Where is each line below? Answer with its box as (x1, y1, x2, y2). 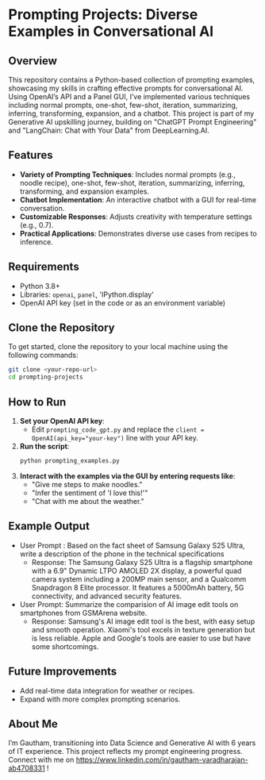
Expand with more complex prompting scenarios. (19, 694, 181, 704)
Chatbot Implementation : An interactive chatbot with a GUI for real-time (19, 194, 256, 204)
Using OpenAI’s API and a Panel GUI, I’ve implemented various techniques (8, 92, 251, 101)
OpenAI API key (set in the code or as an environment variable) (19, 298, 226, 307)
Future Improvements (8, 665, 117, 678)
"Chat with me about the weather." (31, 496, 144, 505)
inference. (19, 236, 54, 247)
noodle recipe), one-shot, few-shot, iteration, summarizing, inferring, (19, 178, 245, 187)
